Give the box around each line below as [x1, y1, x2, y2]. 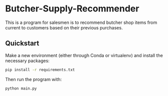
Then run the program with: [5, 76, 62, 82]
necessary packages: [5, 58, 50, 64]
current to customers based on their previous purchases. [5, 24, 123, 30]
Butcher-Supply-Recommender [5, 3, 139, 14]
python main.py [5, 86, 37, 91]
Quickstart [5, 39, 40, 48]
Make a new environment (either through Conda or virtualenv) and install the [5, 52, 163, 58]
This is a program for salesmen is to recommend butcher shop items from [5, 19, 157, 25]
